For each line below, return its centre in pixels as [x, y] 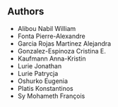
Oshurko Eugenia [43, 81]
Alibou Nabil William [47, 28]
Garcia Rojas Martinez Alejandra [64, 43]
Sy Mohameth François [51, 96]
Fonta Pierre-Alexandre [52, 36]
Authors [26, 12]
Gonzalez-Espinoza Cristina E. [61, 51]
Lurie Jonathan [40, 65]
